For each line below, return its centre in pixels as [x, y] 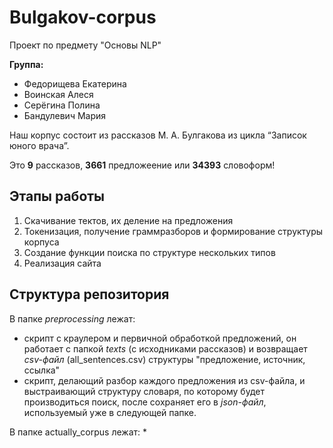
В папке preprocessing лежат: [72, 318]
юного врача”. [39, 145]
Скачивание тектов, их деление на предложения [128, 220]
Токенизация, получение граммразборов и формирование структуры [173, 231]
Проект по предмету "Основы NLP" [85, 45]
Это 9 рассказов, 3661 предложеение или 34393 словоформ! [142, 165]
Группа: [26, 64]
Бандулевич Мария [65, 115]
